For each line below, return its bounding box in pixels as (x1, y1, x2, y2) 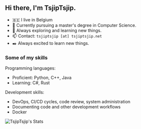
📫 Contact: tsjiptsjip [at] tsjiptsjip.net (12, 33, 102, 38)
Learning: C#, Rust (12, 80, 50, 86)
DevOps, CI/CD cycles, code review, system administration (12, 99, 131, 105)
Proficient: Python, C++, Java (12, 75, 72, 81)
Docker (12, 109, 27, 115)
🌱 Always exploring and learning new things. (12, 27, 101, 33)
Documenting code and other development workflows (12, 104, 121, 110)
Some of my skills (5, 54, 48, 61)
